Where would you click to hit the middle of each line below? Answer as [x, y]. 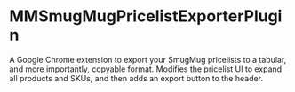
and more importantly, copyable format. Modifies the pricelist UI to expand [146, 69]
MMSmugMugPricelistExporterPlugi [146, 16]
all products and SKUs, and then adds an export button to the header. [136, 78]
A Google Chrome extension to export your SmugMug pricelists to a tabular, [148, 59]
